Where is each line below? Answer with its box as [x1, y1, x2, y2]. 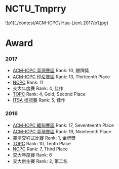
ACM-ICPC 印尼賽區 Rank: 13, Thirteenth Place [12, 74, 110, 80]
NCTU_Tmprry [5, 3, 67, 15]
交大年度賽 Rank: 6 [12, 152, 52, 158]
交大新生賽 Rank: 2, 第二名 [12, 158, 68, 164]
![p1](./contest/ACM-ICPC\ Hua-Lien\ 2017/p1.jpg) [5, 20, 109, 26]
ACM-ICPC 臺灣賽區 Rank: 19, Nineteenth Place [12, 128, 111, 134]
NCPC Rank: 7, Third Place [12, 146, 68, 152]
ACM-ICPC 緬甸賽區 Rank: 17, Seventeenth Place [12, 122, 114, 128]
